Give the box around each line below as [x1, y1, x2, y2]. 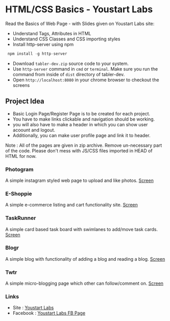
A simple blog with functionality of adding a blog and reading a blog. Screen [5, 256, 165, 262]
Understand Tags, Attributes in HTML [12, 30, 91, 36]
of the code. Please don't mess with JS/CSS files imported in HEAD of [5, 147, 153, 154]
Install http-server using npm [12, 41, 74, 47]
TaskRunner [5, 215, 36, 222]
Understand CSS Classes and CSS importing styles [12, 36, 120, 42]
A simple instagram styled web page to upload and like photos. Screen [5, 177, 154, 184]
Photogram [5, 166, 34, 173]
